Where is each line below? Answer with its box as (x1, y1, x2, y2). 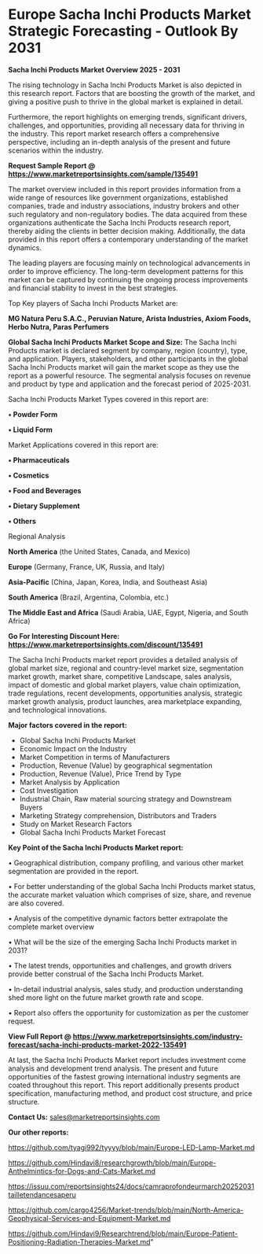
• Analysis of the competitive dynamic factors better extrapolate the (8, 913, 228, 923)
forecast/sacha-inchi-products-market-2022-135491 (8, 1040, 187, 1049)
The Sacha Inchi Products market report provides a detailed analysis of (8, 655, 238, 664)
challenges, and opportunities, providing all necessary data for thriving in (8, 120, 245, 130)
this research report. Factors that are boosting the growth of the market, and (8, 88, 255, 98)
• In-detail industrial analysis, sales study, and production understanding (8, 984, 243, 994)
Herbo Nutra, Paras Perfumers (8, 322, 110, 331)
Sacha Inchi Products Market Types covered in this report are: (8, 394, 209, 404)
